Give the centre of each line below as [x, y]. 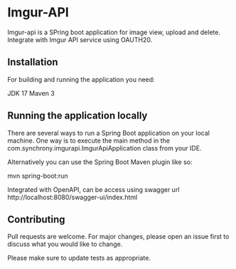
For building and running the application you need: [81, 79]
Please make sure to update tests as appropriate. [79, 258]
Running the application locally [77, 116]
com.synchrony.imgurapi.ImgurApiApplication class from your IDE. [104, 148]
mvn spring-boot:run [38, 176]
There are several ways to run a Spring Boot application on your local [108, 133]
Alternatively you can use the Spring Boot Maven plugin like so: [100, 162]
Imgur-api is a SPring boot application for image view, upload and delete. [114, 32]
